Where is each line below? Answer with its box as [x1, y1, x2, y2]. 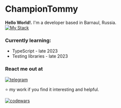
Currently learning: [5, 37, 51, 43]
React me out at [5, 65, 43, 72]
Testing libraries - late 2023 [12, 53, 68, 59]
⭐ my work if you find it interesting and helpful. [5, 86, 99, 92]
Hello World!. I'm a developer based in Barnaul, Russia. [5, 20, 117, 25]
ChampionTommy [5, 3, 78, 15]
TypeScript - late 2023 [12, 48, 58, 54]
